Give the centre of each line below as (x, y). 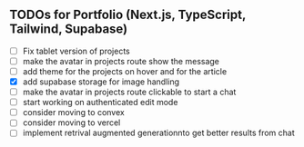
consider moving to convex (73, 113)
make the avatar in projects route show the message (121, 61)
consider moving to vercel (71, 122)
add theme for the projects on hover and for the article (125, 71)
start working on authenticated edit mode (100, 103)
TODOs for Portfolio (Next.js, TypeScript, (128, 15)
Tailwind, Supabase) (69, 29)
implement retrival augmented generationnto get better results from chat (159, 133)
